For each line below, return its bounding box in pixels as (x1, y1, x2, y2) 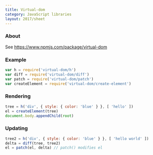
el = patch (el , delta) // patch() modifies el (5, 145, 103, 151)
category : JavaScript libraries (5, 12, 72, 17)
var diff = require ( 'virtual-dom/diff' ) (5, 72, 90, 77)
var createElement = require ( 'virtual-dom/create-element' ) (5, 81, 132, 86)
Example (5, 56, 27, 63)
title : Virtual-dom (5, 7, 45, 12)
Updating (5, 125, 28, 132)
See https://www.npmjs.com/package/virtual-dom (5, 44, 108, 50)
